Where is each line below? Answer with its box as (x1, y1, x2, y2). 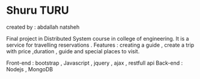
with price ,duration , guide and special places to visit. (6, 47, 140, 54)
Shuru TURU (6, 4, 69, 17)
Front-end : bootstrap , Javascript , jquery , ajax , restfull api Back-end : (6, 59, 183, 66)
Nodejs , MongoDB (6, 65, 53, 72)
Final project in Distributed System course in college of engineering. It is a (6, 35, 189, 42)
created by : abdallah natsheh (6, 23, 80, 31)
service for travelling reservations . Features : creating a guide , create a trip (6, 41, 195, 48)
